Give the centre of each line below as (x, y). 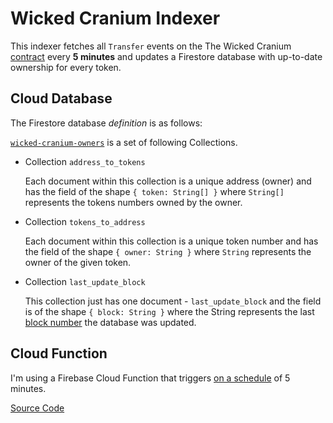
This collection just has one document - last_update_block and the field (173, 301)
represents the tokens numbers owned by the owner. (133, 202)
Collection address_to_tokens (85, 161)
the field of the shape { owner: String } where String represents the (168, 251)
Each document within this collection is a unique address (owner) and (168, 181)
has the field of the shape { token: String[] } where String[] (154, 191)
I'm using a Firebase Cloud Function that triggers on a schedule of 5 (150, 378)
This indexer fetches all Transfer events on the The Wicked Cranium (151, 46)
